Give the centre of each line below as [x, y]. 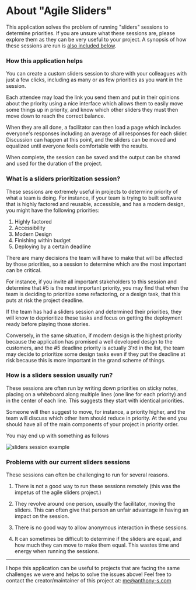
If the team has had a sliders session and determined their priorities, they [94, 311]
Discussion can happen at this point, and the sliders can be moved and [91, 140]
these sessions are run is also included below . [61, 46]
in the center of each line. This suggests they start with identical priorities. [95, 400]
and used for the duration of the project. [54, 164]
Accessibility [30, 228]
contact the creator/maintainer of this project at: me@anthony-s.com [89, 581]
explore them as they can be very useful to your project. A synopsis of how [96, 39]
